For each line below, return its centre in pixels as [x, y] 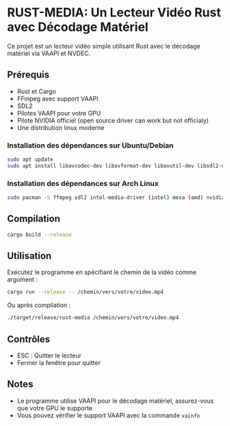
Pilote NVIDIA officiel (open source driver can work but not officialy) [113, 120]
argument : [23, 280]
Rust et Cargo [36, 91]
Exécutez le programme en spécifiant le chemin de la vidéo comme [102, 272]
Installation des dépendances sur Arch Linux [83, 183]
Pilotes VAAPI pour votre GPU [59, 113]
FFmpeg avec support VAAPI [57, 98]
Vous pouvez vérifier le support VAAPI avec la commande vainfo [108, 415]
